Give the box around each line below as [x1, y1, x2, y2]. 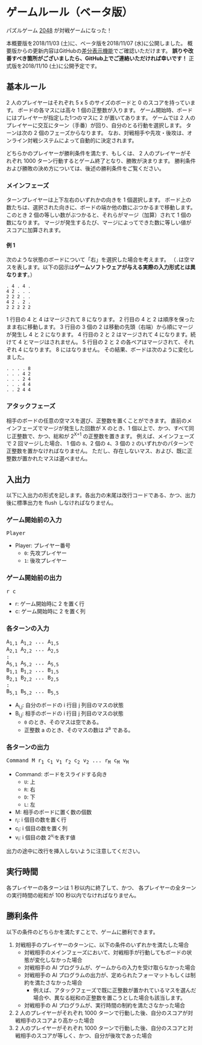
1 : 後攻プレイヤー [24, 557, 68, 565]
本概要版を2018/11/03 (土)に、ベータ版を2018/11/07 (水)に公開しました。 [6, 39, 186, 47]
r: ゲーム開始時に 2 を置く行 [14, 600, 85, 607]
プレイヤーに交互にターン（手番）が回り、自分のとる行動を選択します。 [6, 122, 185, 129]
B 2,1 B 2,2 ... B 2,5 [6, 674, 59, 683]
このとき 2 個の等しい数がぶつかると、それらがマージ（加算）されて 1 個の [6, 211, 192, 218]
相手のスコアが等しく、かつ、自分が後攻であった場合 [20, 1032, 153, 1039]
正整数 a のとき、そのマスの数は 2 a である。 [24, 726, 134, 733]
